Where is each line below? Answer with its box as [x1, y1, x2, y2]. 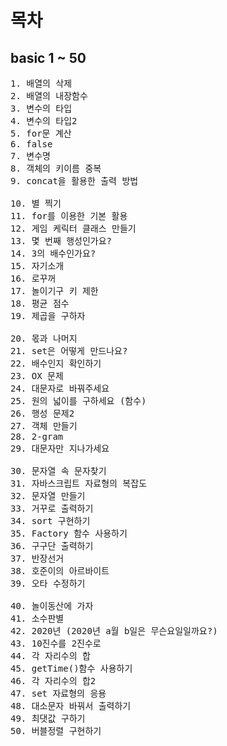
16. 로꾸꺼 [10, 273, 57, 284]
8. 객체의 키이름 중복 [10, 163, 102, 174]
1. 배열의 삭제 [10, 78, 73, 89]
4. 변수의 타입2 [10, 116, 78, 126]
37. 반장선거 [10, 553, 65, 564]
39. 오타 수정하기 [10, 578, 86, 589]
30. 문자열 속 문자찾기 [10, 466, 107, 476]
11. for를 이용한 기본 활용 [10, 211, 128, 221]
